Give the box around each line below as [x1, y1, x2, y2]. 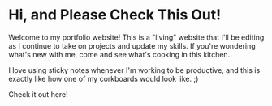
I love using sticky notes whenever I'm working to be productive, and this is [8, 65, 261, 74]
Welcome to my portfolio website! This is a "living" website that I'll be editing [8, 32, 265, 42]
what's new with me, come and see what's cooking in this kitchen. [8, 49, 231, 59]
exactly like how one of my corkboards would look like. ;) [8, 74, 199, 83]
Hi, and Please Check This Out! [8, 6, 222, 24]
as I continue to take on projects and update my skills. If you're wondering [8, 40, 256, 50]
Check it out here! [8, 89, 69, 99]
